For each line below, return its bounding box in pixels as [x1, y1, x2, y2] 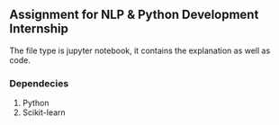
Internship [9, 22, 69, 37]
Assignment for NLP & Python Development [9, 7, 259, 22]
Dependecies [9, 76, 69, 89]
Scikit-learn [22, 107, 66, 118]
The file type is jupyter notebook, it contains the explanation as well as [9, 45, 271, 56]
